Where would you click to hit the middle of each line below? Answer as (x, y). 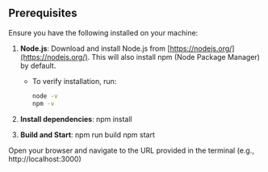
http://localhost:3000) (45, 159)
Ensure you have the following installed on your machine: (103, 32)
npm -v (43, 103)
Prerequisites (43, 13)
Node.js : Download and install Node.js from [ (95, 48)
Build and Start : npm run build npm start (88, 134)
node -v (45, 96)
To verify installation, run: (74, 81)
